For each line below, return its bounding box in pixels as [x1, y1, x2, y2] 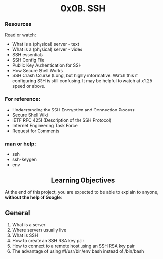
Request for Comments [12, 128, 60, 134]
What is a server [12, 222, 46, 227]
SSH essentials [12, 52, 43, 58]
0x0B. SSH [60, 3, 106, 14]
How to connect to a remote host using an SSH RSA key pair [12, 243, 135, 249]
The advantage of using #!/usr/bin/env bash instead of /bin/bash [12, 248, 144, 254]
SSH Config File [12, 57, 45, 63]
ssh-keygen [12, 156, 37, 163]
